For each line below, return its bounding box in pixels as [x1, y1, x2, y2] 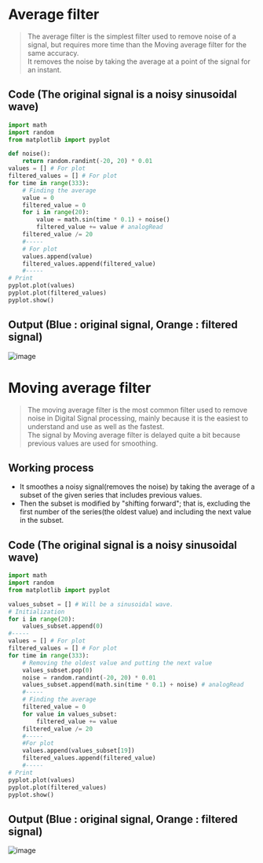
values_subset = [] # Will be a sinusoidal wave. [8, 600, 174, 608]
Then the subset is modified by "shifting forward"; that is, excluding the [19, 498, 251, 509]
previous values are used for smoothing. [27, 439, 159, 448]
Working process [8, 461, 94, 474]
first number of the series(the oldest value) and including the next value [19, 507, 252, 517]
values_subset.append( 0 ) [22, 622, 104, 631]
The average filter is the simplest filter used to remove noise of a [27, 31, 237, 41]
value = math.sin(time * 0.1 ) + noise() [36, 216, 170, 224]
